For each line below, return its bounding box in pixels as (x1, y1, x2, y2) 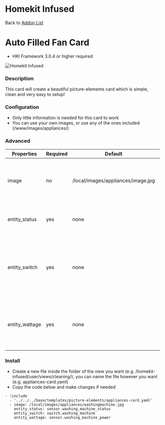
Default (105, 150, 123, 157)
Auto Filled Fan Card (5, 37, 89, 48)
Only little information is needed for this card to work (12, 115, 119, 121)
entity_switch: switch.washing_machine (14, 411, 96, 416)
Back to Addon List (5, 20, 44, 26)
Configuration (5, 104, 39, 111)
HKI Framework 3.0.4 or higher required (12, 53, 93, 59)
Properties (11, 150, 37, 157)
